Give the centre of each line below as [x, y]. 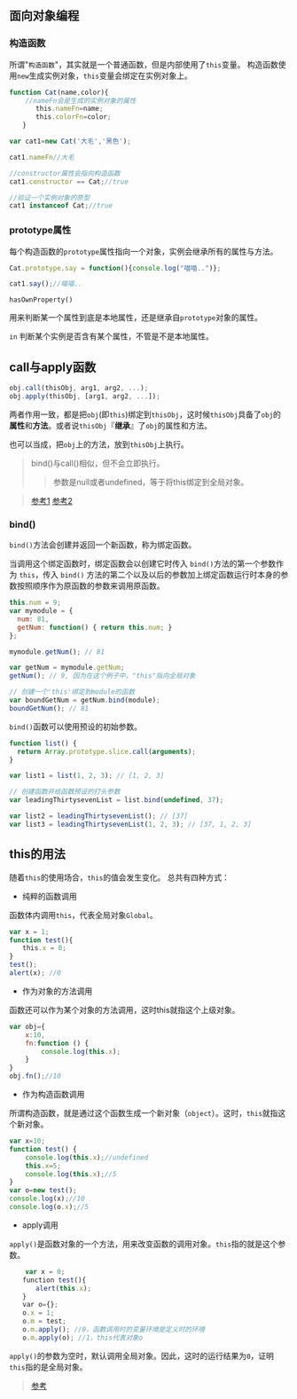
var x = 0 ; [45, 1271]
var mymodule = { [41, 611]
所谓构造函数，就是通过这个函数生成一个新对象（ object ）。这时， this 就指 [144, 1113]
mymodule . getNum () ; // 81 [57, 652]
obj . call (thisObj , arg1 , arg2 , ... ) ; [79, 389]
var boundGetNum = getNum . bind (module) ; [85, 700]
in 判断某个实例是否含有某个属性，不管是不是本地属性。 [112, 336]
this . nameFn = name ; [69, 109]
